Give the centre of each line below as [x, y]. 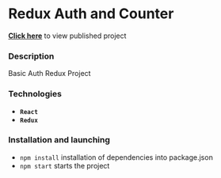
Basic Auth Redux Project [50, 74]
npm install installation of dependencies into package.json [116, 157]
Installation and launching [59, 140]
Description [31, 56]
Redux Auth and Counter [91, 14]
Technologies [35, 94]
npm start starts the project [65, 165]
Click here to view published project [67, 36]
